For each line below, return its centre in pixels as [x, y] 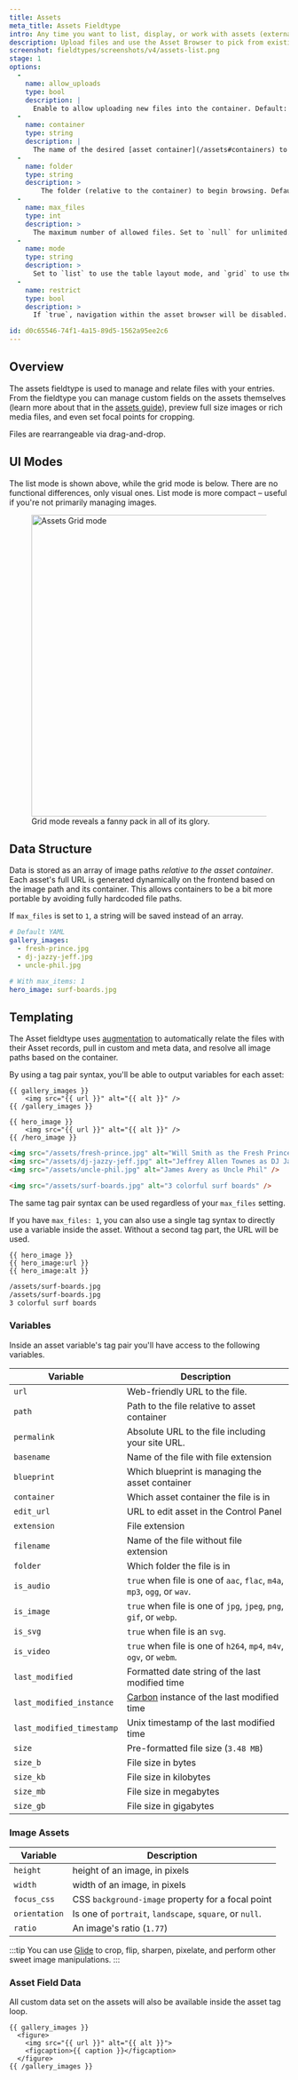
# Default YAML [37, 932]
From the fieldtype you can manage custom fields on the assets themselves [148, 397]
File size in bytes [162, 1763]
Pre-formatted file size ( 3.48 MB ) [195, 1748]
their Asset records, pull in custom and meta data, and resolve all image [140, 1048]
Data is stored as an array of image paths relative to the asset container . [141, 870]
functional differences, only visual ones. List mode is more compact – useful [148, 492]
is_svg [27, 1631]
